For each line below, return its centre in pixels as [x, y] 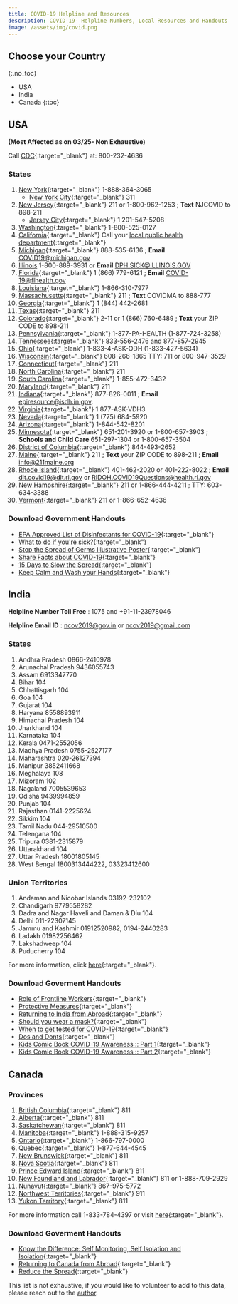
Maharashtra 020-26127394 [60, 758]
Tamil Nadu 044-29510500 [58, 826]
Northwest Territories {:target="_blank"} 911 [81, 1193]
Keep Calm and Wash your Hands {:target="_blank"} [94, 572]
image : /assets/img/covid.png [53, 27]
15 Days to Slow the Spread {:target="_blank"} [85, 565]
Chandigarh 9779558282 [55, 905]
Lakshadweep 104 [45, 943]
